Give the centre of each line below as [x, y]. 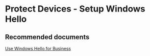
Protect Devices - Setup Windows [75, 9]
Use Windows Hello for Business [38, 49]
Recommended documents [47, 37]
